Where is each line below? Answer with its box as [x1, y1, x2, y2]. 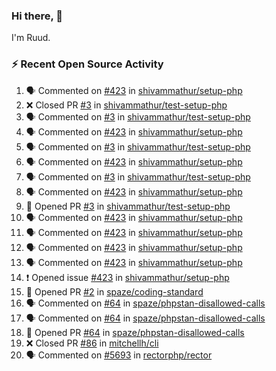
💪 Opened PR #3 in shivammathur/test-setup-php [25, 200, 231, 212]
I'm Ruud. [11, 32, 51, 44]
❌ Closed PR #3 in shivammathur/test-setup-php [25, 99, 228, 111]
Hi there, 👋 [11, 9, 64, 23]
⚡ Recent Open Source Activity [11, 57, 164, 71]
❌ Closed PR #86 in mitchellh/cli [25, 337, 159, 349]
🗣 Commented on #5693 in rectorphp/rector [25, 349, 213, 361]
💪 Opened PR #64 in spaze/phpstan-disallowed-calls [25, 326, 245, 338]
